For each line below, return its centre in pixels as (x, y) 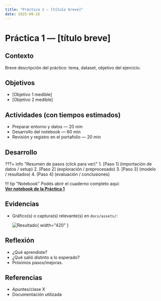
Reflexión (20, 241)
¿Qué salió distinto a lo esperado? (46, 257)
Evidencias (22, 204)
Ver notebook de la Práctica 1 (35, 189)
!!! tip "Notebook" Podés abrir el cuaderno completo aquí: (62, 184)
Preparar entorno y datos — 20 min (47, 127)
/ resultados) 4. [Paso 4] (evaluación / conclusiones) (57, 174)
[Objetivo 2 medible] (32, 100)
